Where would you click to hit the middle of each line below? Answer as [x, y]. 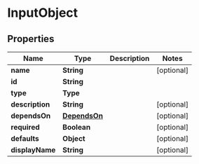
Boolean [77, 127]
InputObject [43, 13]
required [25, 127]
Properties [31, 39]
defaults [25, 138]
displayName [33, 150]
